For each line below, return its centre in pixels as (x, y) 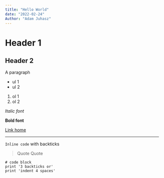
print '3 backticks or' (29, 167)
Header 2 (20, 61)
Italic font (15, 111)
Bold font (15, 120)
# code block (18, 162)
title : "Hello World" (27, 10)
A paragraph (18, 72)
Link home (16, 130)
